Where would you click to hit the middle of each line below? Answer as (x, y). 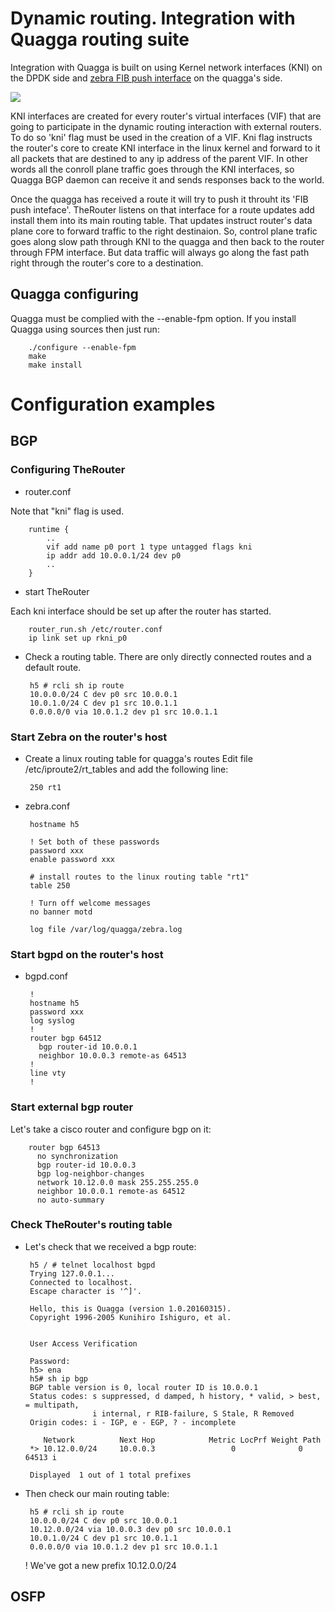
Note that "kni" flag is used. (67, 511)
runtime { (49, 529)
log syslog (52, 1021)
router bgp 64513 (64, 1147)
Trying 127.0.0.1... (72, 1273)
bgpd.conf (46, 976)
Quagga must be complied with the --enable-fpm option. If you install (153, 318)
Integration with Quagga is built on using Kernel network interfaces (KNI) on (166, 67)
